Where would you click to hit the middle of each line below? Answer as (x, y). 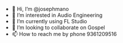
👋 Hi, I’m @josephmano (40, 9)
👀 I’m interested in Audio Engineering (57, 15)
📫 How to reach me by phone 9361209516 (64, 34)
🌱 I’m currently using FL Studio (49, 21)
